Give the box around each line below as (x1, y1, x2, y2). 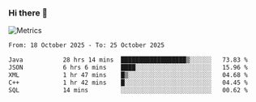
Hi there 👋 (8, 7, 49, 19)
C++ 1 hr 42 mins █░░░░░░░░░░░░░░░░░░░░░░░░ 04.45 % (8, 79, 249, 87)
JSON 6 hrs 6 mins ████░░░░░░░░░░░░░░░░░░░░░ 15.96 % (8, 64, 249, 72)
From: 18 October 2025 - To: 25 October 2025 (8, 41, 164, 49)
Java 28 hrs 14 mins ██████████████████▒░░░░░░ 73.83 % (8, 56, 249, 64)
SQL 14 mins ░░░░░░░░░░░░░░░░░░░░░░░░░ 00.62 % (8, 86, 249, 94)
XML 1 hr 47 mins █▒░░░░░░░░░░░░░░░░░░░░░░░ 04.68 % (8, 70, 249, 79)
